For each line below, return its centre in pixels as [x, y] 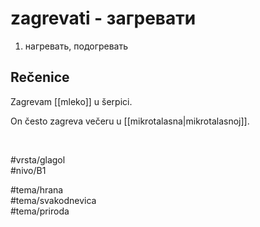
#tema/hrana [37, 189]
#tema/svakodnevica [53, 200]
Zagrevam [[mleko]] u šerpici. [71, 101]
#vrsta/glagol [38, 159]
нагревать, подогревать [76, 46]
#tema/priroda [40, 211]
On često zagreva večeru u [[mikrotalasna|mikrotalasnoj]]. [130, 121]
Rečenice [40, 77]
